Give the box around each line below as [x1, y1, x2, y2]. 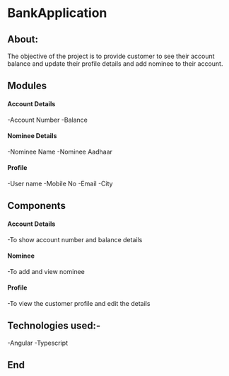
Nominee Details [7, 132, 57, 140]
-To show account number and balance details [7, 235, 143, 244]
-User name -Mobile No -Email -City [7, 179, 113, 188]
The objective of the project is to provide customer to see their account [7, 52, 215, 60]
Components [7, 200, 66, 212]
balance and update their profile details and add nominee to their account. [7, 59, 223, 68]
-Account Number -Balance [7, 115, 88, 124]
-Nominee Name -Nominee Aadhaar [7, 147, 113, 156]
